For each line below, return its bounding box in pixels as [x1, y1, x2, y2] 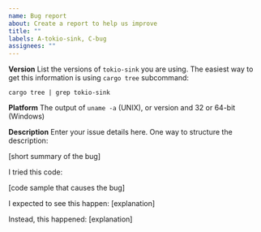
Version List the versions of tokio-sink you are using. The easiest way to [8, 64, 254, 74]
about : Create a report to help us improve [8, 19, 158, 28]
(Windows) [8, 111, 45, 122]
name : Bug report [8, 11, 67, 20]
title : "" [8, 27, 42, 35]
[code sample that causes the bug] [8, 183, 126, 193]
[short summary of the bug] [8, 152, 101, 161]
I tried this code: [8, 167, 63, 177]
